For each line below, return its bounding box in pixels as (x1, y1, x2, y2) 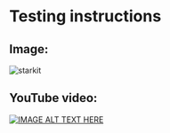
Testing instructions (9, 6, 162, 27)
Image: (9, 42, 49, 57)
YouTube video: (9, 90, 98, 106)
